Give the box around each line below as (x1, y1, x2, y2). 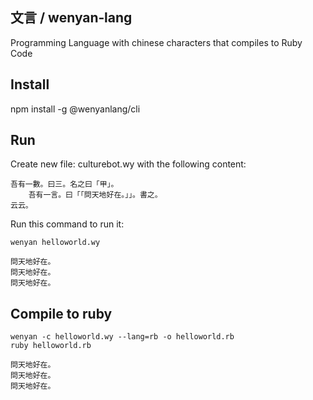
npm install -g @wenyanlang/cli (10, 103, 141, 115)
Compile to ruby (10, 305, 113, 322)
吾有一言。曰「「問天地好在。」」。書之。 (28, 190, 163, 200)
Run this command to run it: (10, 218, 125, 230)
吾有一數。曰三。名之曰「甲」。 (10, 179, 119, 190)
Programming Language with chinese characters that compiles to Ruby (10, 36, 303, 48)
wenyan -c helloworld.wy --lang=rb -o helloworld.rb (10, 332, 235, 342)
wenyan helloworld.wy (10, 238, 101, 248)
